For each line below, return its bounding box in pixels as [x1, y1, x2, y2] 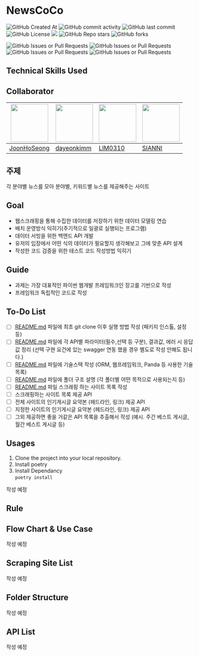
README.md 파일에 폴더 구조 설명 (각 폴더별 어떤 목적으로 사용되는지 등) [14, 375, 185, 383]
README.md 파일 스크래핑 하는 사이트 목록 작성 [14, 383, 127, 390]
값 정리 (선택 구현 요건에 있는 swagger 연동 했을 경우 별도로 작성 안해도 [14, 345, 182, 353]
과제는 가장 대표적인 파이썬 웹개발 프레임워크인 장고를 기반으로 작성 [14, 281, 172, 288]
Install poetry [14, 460, 48, 467]
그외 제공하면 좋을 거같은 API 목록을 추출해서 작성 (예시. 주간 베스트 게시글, [14, 413, 189, 420]
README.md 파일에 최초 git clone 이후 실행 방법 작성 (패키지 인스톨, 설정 [14, 323, 187, 330]
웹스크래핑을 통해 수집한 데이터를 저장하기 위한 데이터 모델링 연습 [14, 217, 167, 224]
